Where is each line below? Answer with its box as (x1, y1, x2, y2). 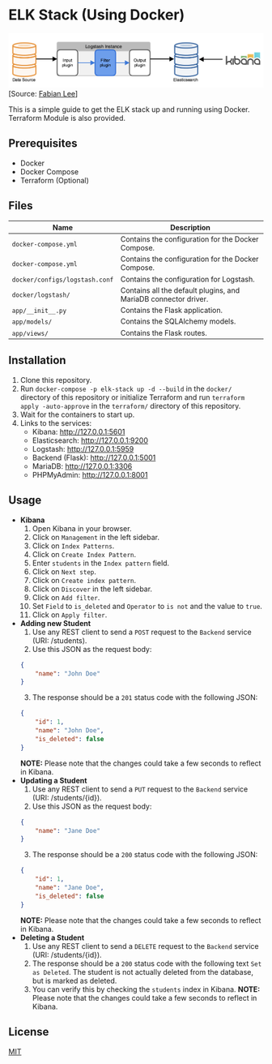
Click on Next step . (32, 566, 97, 577)
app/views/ (11, 329, 49, 337)
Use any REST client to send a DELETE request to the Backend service (32, 941, 259, 950)
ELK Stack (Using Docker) (8, 6, 185, 24)
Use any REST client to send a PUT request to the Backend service (32, 784, 249, 794)
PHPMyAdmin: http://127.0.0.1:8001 (32, 470, 148, 479)
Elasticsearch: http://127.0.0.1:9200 (32, 435, 148, 445)
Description (169, 222, 210, 232)
